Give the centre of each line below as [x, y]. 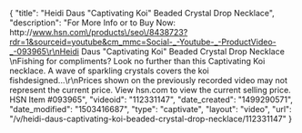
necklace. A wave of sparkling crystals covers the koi [109, 71]
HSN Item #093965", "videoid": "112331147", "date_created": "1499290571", [151, 100]
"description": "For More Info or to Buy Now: [92, 23]
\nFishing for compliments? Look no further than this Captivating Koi [137, 61]
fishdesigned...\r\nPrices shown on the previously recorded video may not [149, 80]
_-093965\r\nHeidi [45, 52]
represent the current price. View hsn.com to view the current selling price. [150, 90]
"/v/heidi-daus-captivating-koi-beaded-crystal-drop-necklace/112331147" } [151, 119]
